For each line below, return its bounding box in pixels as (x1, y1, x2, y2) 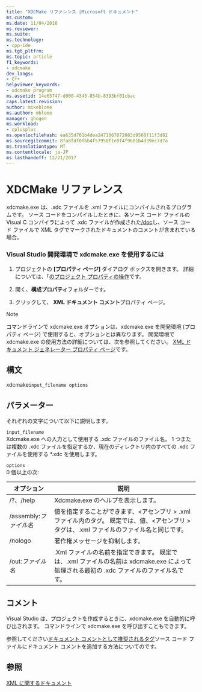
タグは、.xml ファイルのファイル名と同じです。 (54, 525, 188, 534)
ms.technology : (6, 37, 44, 43)
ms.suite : (6, 31, 31, 37)
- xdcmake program (6, 87, 52, 94)
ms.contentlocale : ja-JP (6, 149, 69, 155)
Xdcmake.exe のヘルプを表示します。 (54, 496, 160, 504)
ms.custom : (6, 14, 34, 21)
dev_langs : (6, 71, 34, 77)
